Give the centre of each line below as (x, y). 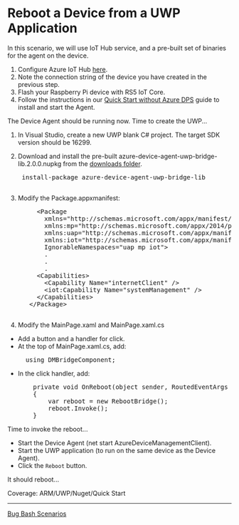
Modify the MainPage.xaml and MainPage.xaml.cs (91, 325)
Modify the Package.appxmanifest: (69, 198)
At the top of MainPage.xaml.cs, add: (72, 346)
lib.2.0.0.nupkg (39, 163)
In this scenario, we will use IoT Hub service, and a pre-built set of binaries (117, 48)
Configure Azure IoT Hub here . (63, 69)
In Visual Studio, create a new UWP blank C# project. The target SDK (119, 135)
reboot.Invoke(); (78, 408)
